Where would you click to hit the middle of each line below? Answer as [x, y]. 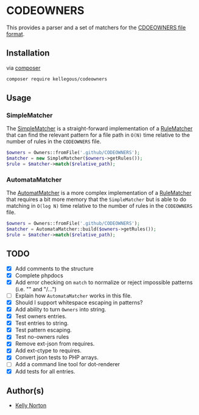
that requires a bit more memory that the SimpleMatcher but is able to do [96, 199]
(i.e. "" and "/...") [36, 289]
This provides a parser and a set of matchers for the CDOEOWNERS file [96, 27]
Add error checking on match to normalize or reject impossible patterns [104, 282]
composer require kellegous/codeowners [57, 79]
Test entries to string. [42, 323]
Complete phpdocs [39, 275]
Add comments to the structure [54, 268]
